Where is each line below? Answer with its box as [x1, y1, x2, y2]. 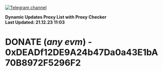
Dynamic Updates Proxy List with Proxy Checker [5, 14, 107, 20]
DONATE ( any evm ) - [5, 37, 92, 47]
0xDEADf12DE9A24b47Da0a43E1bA [5, 47, 158, 58]
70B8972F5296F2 [5, 57, 81, 69]
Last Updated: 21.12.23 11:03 [5, 20, 65, 25]
